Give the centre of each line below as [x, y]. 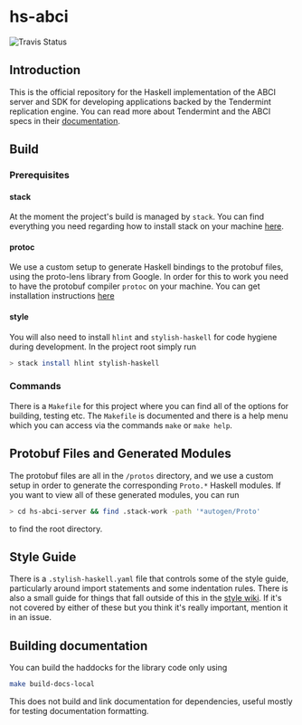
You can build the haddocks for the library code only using [118, 668]
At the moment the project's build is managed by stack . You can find [137, 217]
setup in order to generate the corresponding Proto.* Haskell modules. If [146, 485]
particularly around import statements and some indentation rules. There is [149, 588]
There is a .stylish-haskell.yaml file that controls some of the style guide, [149, 579]
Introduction [45, 70]
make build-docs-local [52, 684]
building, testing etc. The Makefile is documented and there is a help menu [149, 415]
